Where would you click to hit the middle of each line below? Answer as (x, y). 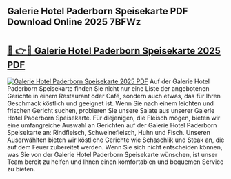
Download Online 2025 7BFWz (74, 22)
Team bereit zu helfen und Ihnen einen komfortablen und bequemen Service (115, 162)
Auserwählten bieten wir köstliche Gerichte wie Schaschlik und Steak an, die (116, 140)
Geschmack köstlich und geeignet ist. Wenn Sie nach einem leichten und (110, 103)
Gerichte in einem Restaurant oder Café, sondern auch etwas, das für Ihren (114, 96)
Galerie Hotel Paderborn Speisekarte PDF (98, 11)
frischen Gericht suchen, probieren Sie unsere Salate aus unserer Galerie (111, 110)
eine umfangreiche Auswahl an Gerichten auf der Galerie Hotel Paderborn (112, 125)
